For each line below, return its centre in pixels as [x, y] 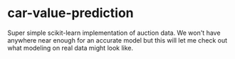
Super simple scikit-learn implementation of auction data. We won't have [114, 33]
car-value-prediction [70, 13]
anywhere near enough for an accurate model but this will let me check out [117, 40]
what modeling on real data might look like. [70, 48]
